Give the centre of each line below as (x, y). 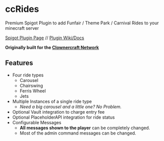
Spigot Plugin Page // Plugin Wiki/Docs (45, 38)
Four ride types (28, 75)
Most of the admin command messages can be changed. (78, 133)
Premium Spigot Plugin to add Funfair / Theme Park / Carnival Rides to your (82, 23)
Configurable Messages (37, 122)
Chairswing (31, 85)
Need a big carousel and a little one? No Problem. (71, 106)
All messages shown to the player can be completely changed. (85, 128)
